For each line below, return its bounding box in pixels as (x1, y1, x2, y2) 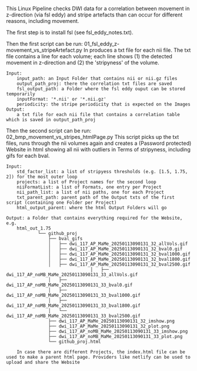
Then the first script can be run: (6, 41, 84, 47)
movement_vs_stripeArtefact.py (6, 47, 82, 54)
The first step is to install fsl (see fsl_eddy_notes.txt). (6, 29, 133, 36)
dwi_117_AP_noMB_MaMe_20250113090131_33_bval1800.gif (6, 303, 141, 309)
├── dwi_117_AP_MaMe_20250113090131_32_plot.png (48, 323, 169, 329)
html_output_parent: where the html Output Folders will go (16, 205, 167, 211)
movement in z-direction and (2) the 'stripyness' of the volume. (6, 59, 160, 66)
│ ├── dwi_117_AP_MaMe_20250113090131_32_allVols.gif (48, 241, 188, 247)
